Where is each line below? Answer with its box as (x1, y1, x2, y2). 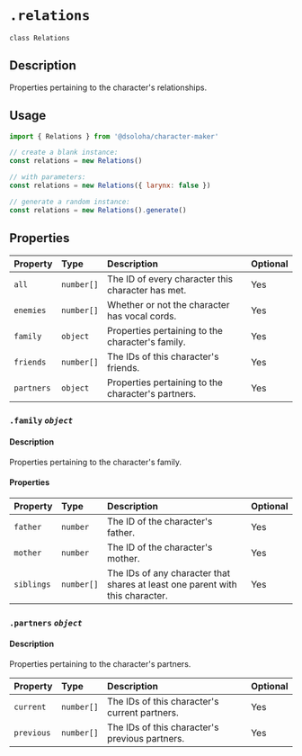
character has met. (107, 283, 187, 296)
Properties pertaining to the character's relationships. (9, 82, 208, 93)
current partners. (107, 706, 180, 718)
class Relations (9, 33, 70, 42)
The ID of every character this (107, 273, 234, 285)
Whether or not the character (107, 298, 230, 310)
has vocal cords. (107, 310, 177, 322)
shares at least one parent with (107, 578, 237, 590)
